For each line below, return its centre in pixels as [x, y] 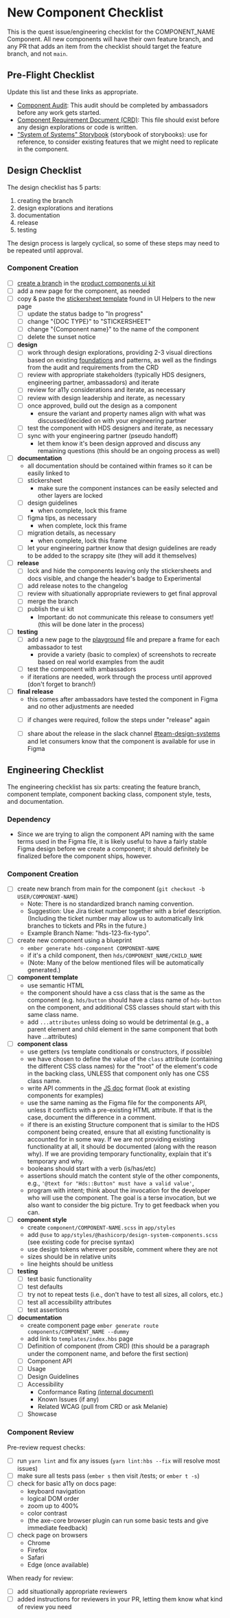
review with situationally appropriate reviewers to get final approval [122, 593]
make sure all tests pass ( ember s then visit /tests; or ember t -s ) [108, 1476]
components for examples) [66, 1095]
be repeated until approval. [45, 250]
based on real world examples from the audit [101, 662]
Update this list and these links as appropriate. [73, 91]
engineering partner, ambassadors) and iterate [93, 382]
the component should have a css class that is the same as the [116, 992]
